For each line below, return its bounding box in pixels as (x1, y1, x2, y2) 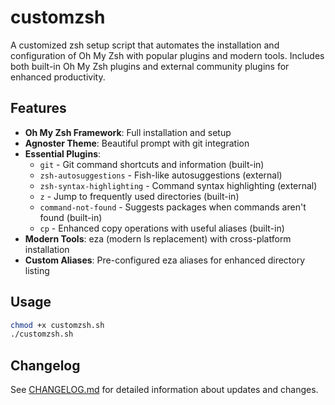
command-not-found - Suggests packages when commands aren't (39, 201, 307, 213)
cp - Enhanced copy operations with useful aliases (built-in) (39, 222, 285, 234)
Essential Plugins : (24, 147, 102, 160)
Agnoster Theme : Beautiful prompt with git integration (24, 137, 250, 149)
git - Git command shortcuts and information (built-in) (39, 158, 265, 170)
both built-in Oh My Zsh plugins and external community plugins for (10, 60, 290, 72)
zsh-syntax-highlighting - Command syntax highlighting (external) (39, 179, 318, 191)
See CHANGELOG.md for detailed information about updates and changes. (10, 384, 319, 396)
